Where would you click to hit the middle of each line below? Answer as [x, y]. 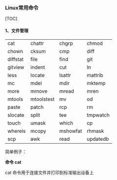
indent [38, 67]
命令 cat [13, 162]
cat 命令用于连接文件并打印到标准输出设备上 [49, 172]
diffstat [16, 59]
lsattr [65, 75]
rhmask [96, 131]
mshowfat [71, 131]
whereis [17, 131]
